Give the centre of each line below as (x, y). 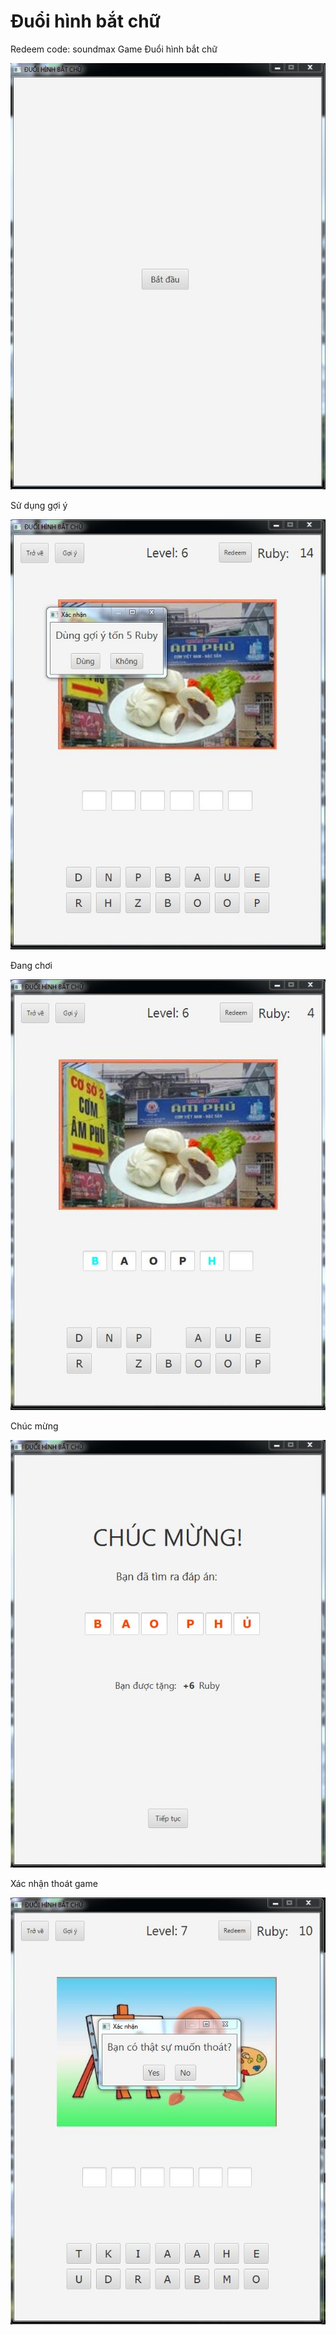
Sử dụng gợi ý (39, 506)
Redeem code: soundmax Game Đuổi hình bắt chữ (114, 49)
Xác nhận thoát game (54, 1883)
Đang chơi (31, 965)
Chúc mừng (34, 1426)
